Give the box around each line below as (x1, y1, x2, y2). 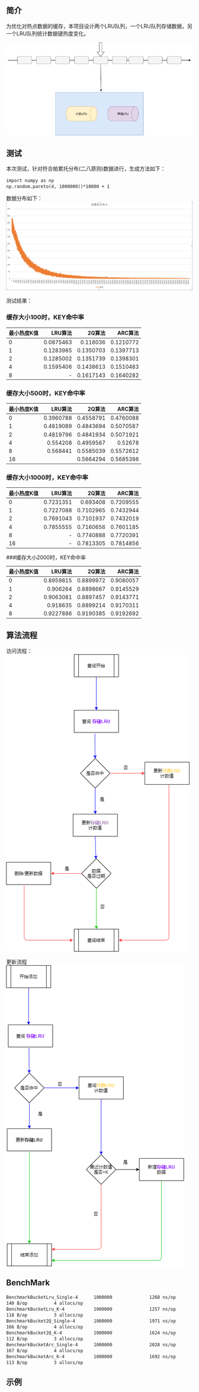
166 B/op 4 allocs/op (6, 1324, 84, 1330)
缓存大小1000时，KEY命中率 (6, 473, 89, 481)
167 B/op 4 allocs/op (6, 1347, 84, 1353)
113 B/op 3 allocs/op (6, 1359, 84, 1365)
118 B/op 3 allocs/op (6, 1312, 84, 1318)
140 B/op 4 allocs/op (6, 1300, 84, 1306)
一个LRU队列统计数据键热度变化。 (6, 30, 89, 37)
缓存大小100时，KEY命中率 (6, 313, 85, 322)
